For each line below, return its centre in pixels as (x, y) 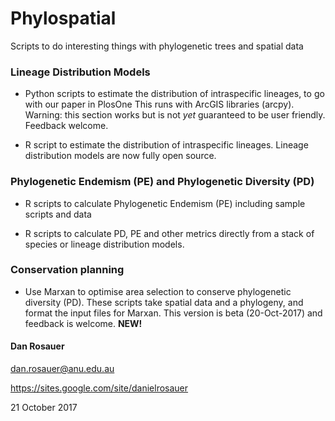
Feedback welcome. (66, 126)
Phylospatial (63, 18)
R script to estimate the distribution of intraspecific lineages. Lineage (166, 145)
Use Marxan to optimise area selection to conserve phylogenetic (158, 291)
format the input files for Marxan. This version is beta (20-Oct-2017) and (173, 313)
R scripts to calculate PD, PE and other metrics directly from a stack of (169, 233)
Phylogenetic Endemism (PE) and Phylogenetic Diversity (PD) (162, 182)
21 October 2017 (44, 408)
